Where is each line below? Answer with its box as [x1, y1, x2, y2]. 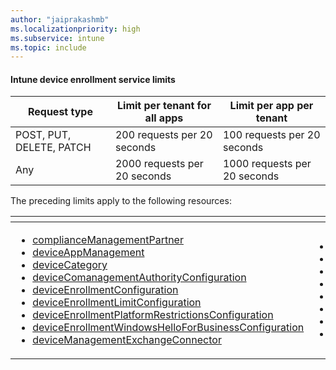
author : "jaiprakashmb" [10, 14, 110, 25]
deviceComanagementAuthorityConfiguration [32, 271, 247, 285]
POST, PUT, [15, 128, 72, 142]
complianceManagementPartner [32, 233, 184, 247]
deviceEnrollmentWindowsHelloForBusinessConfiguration [32, 321, 305, 335]
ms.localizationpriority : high [10, 24, 141, 34]
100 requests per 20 [222, 128, 321, 142]
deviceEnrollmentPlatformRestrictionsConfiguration [32, 308, 274, 322]
